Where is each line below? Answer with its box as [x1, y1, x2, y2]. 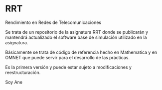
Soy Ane [5, 79, 23, 85]
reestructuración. [5, 69, 41, 75]
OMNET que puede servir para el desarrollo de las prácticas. [5, 54, 130, 60]
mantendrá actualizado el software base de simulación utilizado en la [5, 34, 147, 40]
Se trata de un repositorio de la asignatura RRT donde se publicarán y [5, 29, 149, 35]
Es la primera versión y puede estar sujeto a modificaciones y [5, 64, 132, 70]
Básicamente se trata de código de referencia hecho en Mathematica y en [5, 49, 158, 55]
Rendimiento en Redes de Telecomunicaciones [5, 19, 101, 25]
